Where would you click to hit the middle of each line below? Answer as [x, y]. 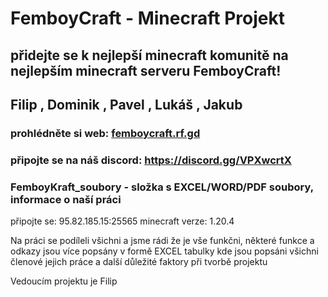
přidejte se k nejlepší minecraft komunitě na [149, 55]
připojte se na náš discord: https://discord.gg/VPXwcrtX [151, 160]
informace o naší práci [66, 199]
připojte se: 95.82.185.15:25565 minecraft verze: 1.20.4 [122, 221]
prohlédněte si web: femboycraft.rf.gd [105, 133]
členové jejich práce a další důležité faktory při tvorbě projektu [139, 262]
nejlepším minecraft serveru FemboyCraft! [146, 70]
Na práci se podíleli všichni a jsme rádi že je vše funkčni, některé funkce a [162, 241]
